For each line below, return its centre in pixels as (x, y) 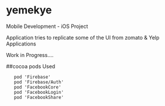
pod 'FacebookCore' (37, 87)
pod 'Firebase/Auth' (39, 82)
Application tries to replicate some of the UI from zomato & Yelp (83, 37)
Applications (21, 44)
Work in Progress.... (30, 55)
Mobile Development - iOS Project (47, 26)
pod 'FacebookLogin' (39, 92)
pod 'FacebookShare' (39, 97)
